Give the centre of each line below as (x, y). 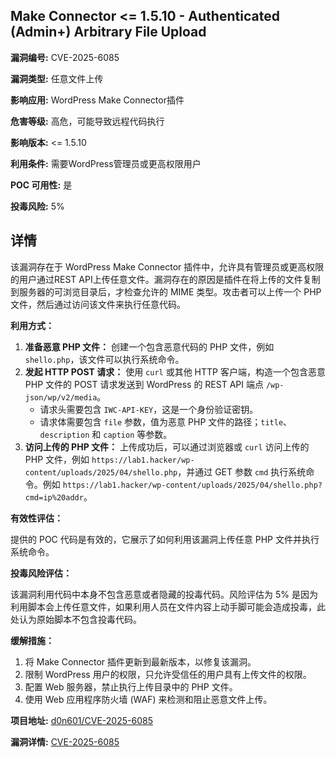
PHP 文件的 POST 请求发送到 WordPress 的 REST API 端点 (144, 384)
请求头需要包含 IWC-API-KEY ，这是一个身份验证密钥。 (149, 409)
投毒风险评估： (41, 573)
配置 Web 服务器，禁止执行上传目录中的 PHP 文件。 (131, 686)
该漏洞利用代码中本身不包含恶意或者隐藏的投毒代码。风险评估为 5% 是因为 (164, 594)
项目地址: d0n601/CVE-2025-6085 (81, 720)
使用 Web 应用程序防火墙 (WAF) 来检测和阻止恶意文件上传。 (148, 699)
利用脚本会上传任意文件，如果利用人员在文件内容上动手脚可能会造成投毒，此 (168, 606)
